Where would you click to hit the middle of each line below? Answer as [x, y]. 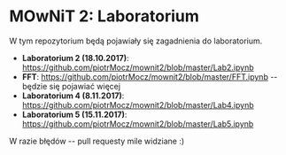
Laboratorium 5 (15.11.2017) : [74, 114]
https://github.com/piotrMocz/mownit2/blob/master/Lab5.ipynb [138, 124]
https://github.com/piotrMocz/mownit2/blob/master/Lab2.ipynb [138, 67]
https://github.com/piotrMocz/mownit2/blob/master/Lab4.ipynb [138, 105]
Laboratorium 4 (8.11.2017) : [73, 96]
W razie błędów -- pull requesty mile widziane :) [97, 141]
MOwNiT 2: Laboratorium [104, 16]
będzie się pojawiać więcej [71, 86]
